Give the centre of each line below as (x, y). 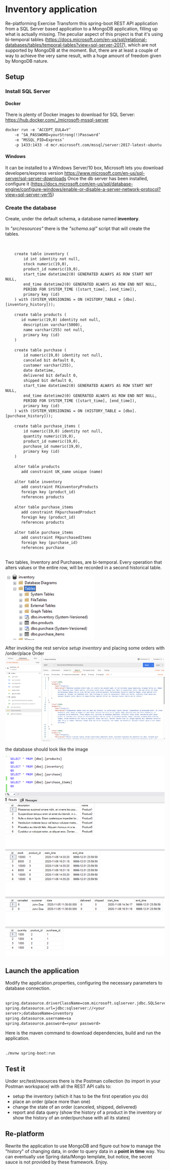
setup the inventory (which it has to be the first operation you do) (80, 1096)
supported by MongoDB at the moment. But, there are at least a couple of (82, 50)
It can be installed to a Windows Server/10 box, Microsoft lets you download (84, 168)
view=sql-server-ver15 (29, 194)
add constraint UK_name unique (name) (62, 472)
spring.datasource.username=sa (38, 1019)
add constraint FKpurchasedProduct (58, 512)
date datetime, (39, 370)
